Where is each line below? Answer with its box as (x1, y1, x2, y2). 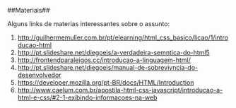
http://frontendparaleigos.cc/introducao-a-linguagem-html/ (17, 56, 191, 64)
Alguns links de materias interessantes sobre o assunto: (7, 20, 170, 28)
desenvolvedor (17, 71, 61, 79)
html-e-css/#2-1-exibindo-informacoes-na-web (17, 93, 158, 102)
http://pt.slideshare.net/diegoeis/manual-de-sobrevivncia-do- (17, 64, 199, 71)
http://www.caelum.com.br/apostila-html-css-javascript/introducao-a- (17, 86, 223, 94)
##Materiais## (7, 6, 51, 14)
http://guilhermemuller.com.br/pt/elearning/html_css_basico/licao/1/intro (17, 33, 228, 42)
